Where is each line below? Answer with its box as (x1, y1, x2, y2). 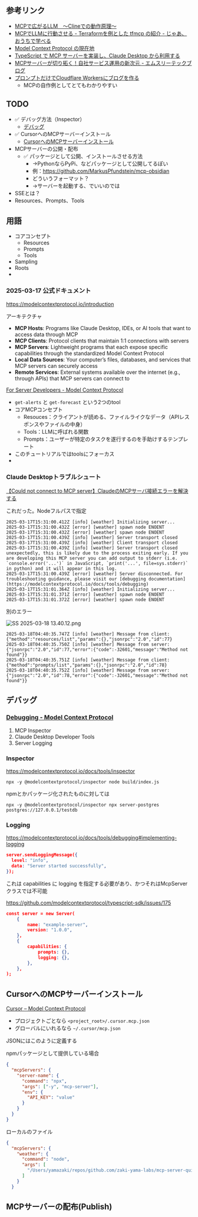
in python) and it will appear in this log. (6, 566, 117, 572)
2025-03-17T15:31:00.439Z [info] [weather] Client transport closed (6, 540, 178, 546)
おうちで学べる (14, 37, 51, 44)
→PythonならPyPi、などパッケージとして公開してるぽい (32, 160, 169, 167)
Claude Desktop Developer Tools (14, 733, 95, 740)
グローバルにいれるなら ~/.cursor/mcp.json (14, 1025, 121, 1032)
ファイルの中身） (44, 421, 86, 428)
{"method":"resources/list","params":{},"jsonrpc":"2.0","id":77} (6, 637, 173, 643)
